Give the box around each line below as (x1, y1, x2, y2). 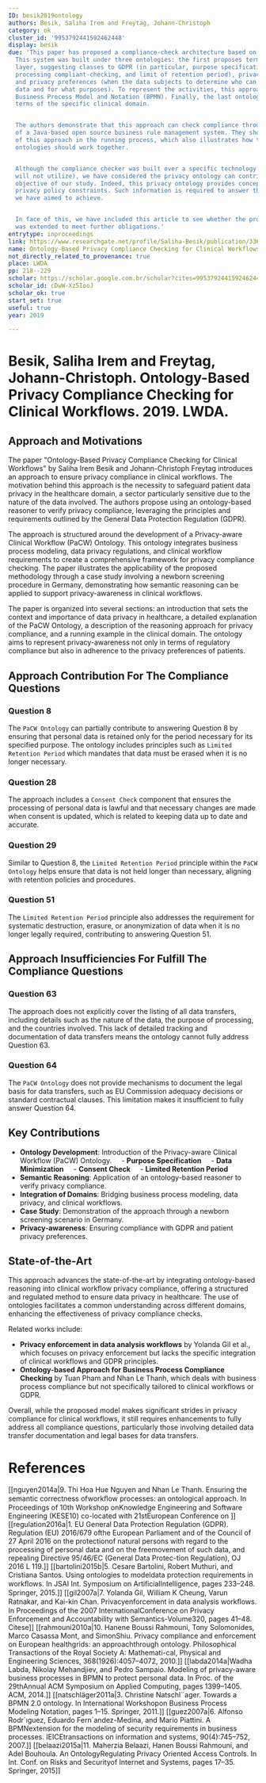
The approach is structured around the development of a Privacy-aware (8, 530, 243, 539)
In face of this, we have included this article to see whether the (15, 216, 246, 224)
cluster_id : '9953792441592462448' (8, 33, 126, 42)
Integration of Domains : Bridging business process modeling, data (19, 1189, 239, 1199)
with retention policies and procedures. (8, 874, 136, 884)
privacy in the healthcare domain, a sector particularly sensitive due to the (8, 489, 251, 499)
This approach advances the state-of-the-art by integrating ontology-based (8, 1276, 256, 1285)
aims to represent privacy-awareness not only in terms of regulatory (8, 637, 231, 647)
